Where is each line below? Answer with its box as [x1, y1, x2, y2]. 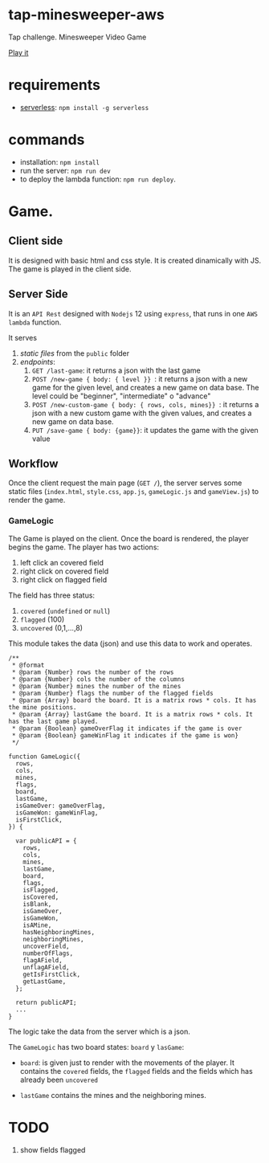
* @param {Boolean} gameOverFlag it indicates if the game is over [11, 724, 243, 732]
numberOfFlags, [22, 949, 74, 957]
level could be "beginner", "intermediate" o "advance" [31, 391, 211, 401]
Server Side [8, 288, 68, 301]
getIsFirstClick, [22, 970, 81, 978]
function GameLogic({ [8, 753, 81, 761]
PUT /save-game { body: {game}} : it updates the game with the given [31, 425, 259, 435]
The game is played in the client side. [8, 263, 132, 274]
